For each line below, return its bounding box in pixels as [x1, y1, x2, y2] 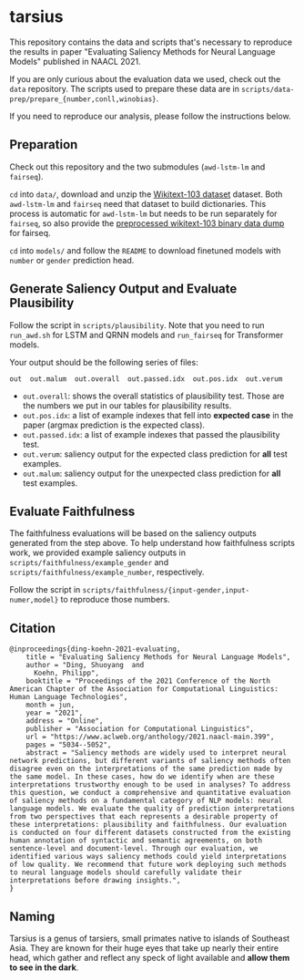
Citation [9, 620, 56, 635]
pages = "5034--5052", [25, 740, 112, 749]
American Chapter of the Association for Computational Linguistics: [9, 685, 279, 694]
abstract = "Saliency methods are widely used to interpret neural [25, 748, 287, 758]
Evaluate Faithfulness [9, 503, 136, 519]
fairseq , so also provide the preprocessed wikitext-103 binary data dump [9, 217, 285, 229]
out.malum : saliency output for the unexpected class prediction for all [22, 468, 281, 479]
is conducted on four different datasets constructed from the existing [9, 828, 291, 838]
